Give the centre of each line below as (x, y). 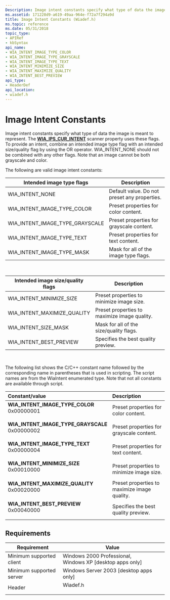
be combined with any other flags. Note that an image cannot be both (78, 155)
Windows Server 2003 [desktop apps (108, 571)
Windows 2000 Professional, (97, 556)
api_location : (20, 90)
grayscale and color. (27, 160)
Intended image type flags (56, 182)
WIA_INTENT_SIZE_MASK (38, 328)
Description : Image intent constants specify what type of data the (79, 10)
